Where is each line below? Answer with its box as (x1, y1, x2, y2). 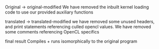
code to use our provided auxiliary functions (5, 9, 94, 15)
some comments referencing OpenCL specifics (5, 29, 99, 34)
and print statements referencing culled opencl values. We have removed (5, 24, 151, 30)
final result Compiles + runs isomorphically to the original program (5, 38, 137, 44)
